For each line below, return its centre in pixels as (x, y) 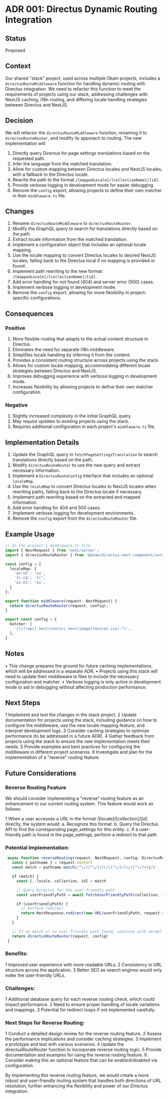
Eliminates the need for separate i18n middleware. (64, 350)
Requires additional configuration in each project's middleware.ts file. (84, 426)
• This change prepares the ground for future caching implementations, (79, 666)
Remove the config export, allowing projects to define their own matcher (87, 190)
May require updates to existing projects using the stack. (71, 421)
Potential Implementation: (37, 848)
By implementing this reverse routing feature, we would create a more (77, 1075)
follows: (13, 809)
